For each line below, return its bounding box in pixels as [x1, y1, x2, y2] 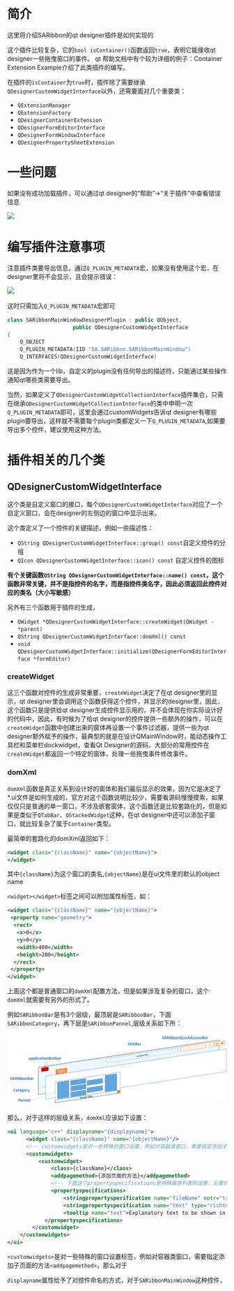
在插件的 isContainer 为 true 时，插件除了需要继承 [7, 78, 146, 86]
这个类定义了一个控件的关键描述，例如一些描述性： [7, 524, 154, 532]
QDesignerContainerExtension [17, 117, 102, 124]
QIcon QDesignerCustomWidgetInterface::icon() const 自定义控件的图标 [17, 556, 224, 565]
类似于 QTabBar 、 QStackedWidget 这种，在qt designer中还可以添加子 [19, 810, 210, 818]
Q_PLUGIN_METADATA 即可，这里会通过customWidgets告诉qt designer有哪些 [7, 408, 217, 417]
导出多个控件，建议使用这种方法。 [7, 426, 105, 434]
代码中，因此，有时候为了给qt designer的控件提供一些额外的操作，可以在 [13, 714, 223, 723]
